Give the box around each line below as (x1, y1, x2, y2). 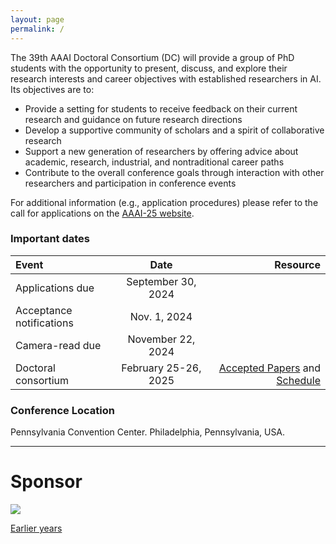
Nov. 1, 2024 (129, 309, 193, 323)
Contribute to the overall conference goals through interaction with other (24, 166, 325, 178)
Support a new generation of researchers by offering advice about (24, 145, 299, 157)
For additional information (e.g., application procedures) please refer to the (10, 196, 319, 208)
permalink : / (10, 24, 65, 34)
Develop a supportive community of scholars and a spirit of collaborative (24, 124, 325, 136)
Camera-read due (15, 338, 102, 352)
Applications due (15, 281, 95, 295)
